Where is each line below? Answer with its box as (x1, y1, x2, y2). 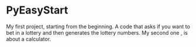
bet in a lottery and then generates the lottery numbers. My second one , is (6, 29, 188, 36)
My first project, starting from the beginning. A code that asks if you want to (6, 23, 190, 30)
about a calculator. (6, 35, 51, 42)
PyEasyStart (6, 4, 69, 17)
